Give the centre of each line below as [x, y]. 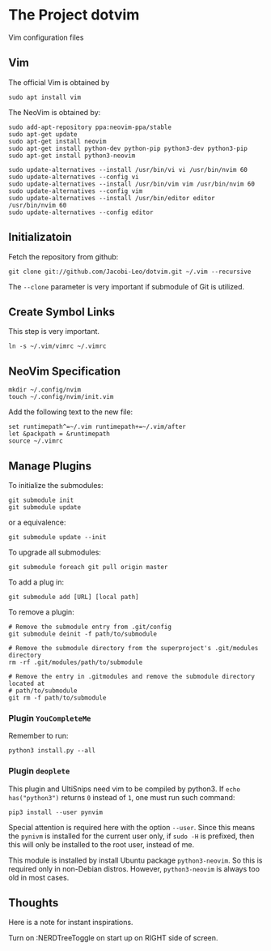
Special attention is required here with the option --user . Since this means [132, 827]
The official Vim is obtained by [59, 82]
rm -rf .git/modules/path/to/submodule [76, 662]
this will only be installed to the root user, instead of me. [102, 844]
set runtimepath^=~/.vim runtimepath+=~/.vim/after [97, 427]
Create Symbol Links [62, 312]
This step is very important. [54, 332]
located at [27, 683]
